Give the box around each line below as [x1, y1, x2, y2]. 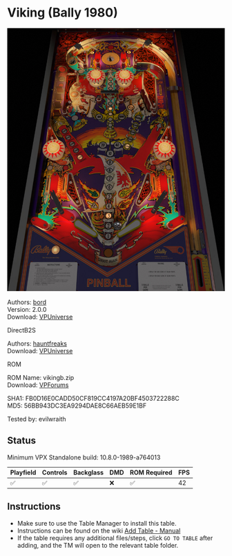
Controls [41, 468, 68, 477]
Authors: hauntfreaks [7, 339, 68, 348]
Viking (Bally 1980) [7, 5, 119, 21]
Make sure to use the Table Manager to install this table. [17, 519, 177, 527]
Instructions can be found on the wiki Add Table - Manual [17, 526, 181, 535]
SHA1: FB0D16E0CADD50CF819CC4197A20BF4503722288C [7, 394, 180, 402]
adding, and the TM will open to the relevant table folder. [17, 541, 179, 549]
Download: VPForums [7, 381, 69, 389]
